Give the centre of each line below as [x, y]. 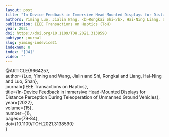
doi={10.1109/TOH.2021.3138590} [40, 124]
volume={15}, [19, 108]
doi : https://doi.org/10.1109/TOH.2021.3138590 [56, 33]
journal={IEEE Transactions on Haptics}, [47, 87]
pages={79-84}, [22, 119]
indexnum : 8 [18, 47]
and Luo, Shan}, [22, 81]
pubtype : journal [23, 38]
